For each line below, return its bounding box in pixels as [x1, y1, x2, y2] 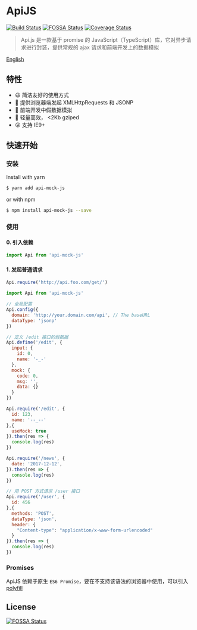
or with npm [6, 196, 36, 203]
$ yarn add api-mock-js [6, 185, 65, 192]
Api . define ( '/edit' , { [6, 339, 62, 345]
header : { [11, 521, 36, 527]
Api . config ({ [6, 307, 39, 313]
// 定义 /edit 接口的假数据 [6, 334, 68, 340]
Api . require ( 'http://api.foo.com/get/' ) [6, 279, 108, 286]
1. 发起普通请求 [6, 265, 43, 273]
